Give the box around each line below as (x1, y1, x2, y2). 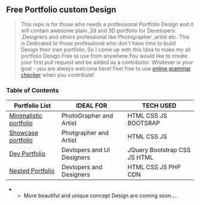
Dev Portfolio (9, 150, 46, 158)
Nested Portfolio (9, 167, 55, 175)
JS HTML (127, 153, 154, 161)
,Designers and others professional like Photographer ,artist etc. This (20, 33, 190, 41)
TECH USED (142, 101, 177, 110)
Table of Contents (6, 86, 60, 94)
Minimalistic (9, 111, 43, 120)
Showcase (9, 129, 39, 137)
